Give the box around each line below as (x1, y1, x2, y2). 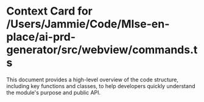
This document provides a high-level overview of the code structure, (6, 76, 178, 83)
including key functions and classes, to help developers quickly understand (6, 82, 195, 89)
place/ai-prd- (6, 30, 76, 44)
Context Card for (6, 4, 93, 18)
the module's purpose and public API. (6, 89, 101, 96)
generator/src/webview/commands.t (6, 43, 198, 57)
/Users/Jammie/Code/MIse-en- (6, 17, 170, 31)
